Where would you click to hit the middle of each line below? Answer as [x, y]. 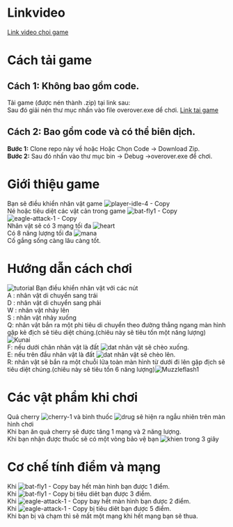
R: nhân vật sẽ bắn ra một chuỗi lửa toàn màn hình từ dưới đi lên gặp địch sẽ [116, 362]
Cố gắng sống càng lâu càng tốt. [54, 240]
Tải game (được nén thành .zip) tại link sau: [69, 102]
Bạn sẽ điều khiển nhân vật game [55, 203]
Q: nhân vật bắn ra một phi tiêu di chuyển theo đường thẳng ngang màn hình [116, 324]
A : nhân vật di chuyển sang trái [53, 295]
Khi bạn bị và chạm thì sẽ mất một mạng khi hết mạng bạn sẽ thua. [103, 516]
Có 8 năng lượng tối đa [40, 233]
